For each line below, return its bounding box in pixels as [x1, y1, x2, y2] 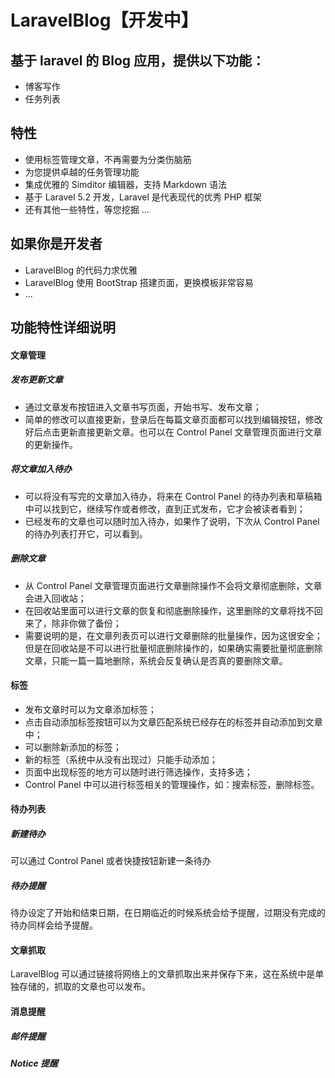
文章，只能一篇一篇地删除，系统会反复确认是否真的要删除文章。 [24, 654, 288, 666]
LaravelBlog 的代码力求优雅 [24, 264, 138, 276]
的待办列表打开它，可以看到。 [24, 527, 148, 540]
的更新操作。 [24, 438, 78, 450]
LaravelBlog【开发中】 [10, 9, 199, 32]
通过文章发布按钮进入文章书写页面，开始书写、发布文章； [24, 401, 262, 413]
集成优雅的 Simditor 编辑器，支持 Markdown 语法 [24, 178, 228, 190]
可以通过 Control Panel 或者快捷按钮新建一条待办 [10, 855, 212, 867]
